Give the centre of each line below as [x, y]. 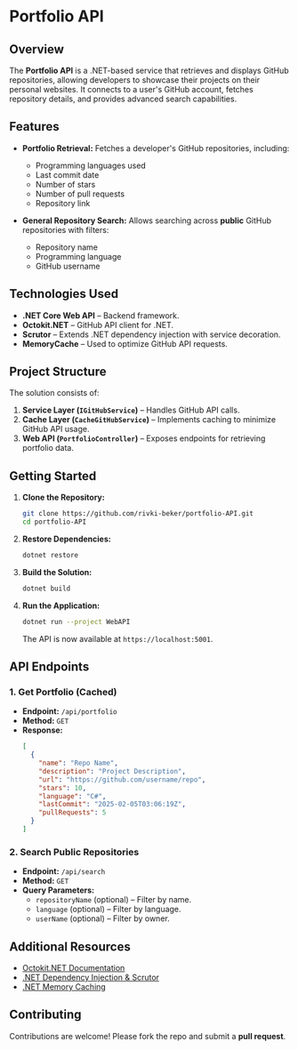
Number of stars [65, 184]
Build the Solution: [57, 572]
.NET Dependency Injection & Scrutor [91, 978]
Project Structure [58, 372]
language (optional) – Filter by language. [108, 910]
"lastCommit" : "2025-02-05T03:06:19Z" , [113, 805]
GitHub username [68, 266]
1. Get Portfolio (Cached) [63, 692]
